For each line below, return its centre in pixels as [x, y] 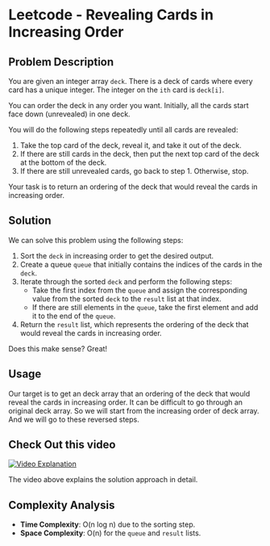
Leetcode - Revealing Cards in [111, 15]
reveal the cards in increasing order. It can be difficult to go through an [126, 402]
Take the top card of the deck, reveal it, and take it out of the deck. [131, 145]
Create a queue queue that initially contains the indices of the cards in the [141, 264]
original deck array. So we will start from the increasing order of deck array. [134, 410]
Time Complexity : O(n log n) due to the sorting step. [108, 525]
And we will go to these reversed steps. [74, 419]
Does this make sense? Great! [58, 348]
